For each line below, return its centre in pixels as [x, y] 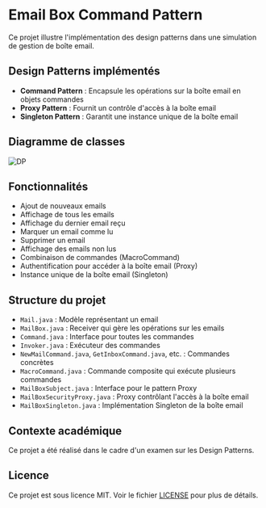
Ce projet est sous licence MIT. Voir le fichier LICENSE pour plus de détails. [133, 495]
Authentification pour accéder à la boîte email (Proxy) [109, 266]
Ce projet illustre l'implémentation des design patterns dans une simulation [133, 37]
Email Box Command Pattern [106, 15]
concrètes [37, 363]
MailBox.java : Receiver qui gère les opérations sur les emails [122, 328]
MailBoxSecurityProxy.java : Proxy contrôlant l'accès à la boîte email [134, 397]
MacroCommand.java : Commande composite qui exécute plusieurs [128, 371]
